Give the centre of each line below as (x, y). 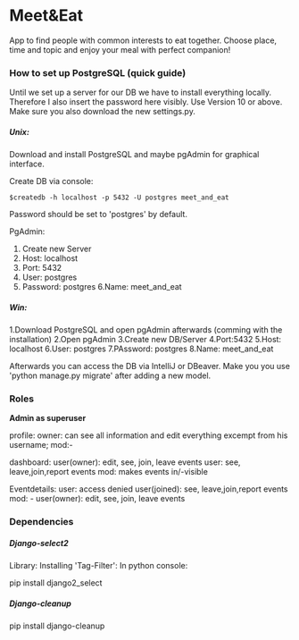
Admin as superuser (48, 418)
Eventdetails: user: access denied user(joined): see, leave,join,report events (149, 489)
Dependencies (42, 522)
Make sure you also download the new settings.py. (103, 112)
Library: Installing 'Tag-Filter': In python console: (99, 566)
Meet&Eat (46, 16)
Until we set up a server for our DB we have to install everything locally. (141, 93)
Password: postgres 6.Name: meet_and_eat (102, 287)
